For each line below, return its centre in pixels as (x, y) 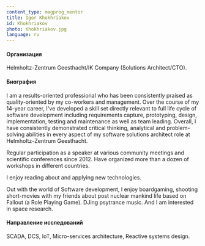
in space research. (30, 209)
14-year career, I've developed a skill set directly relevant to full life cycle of (102, 108)
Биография (21, 81)
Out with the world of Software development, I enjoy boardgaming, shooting (102, 189)
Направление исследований (45, 223)
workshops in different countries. (48, 165)
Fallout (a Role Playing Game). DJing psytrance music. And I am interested (100, 202)
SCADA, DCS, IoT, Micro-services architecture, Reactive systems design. (98, 236)
